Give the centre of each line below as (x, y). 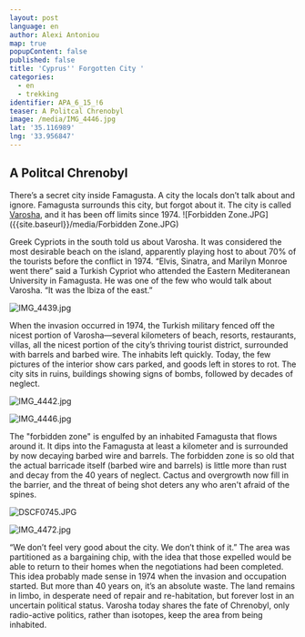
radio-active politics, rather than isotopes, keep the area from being (136, 614)
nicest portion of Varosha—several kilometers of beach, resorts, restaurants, (153, 335)
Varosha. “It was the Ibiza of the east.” (81, 290)
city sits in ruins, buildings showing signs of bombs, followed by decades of (152, 373)
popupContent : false (49, 52)
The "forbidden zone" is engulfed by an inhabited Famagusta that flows (143, 436)
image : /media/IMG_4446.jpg (63, 119)
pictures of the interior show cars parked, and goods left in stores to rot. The (153, 364)
